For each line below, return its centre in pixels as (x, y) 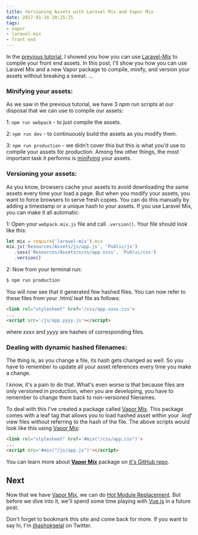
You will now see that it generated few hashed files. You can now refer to (96, 292)
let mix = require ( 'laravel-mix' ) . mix (54, 241)
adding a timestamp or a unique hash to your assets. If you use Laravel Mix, (99, 206)
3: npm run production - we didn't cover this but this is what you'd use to (96, 146)
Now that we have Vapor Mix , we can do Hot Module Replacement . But (94, 495)
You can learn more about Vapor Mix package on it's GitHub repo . (88, 461)
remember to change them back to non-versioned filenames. (81, 397)
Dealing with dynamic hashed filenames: (67, 347)
